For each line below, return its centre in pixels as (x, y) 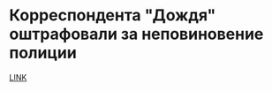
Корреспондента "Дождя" (113, 15)
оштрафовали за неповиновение (136, 34)
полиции (43, 53)
